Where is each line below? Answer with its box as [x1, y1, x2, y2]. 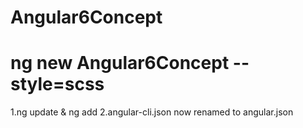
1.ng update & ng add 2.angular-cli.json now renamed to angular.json [10, 106, 294, 118]
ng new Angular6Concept [10, 52, 230, 75]
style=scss [10, 73, 105, 96]
